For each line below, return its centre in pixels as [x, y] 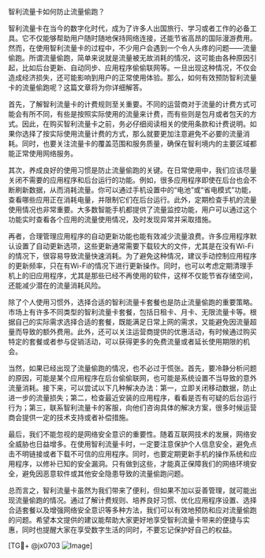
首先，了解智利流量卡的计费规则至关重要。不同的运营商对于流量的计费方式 [129, 104]
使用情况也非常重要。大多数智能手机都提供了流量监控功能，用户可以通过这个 [132, 210]
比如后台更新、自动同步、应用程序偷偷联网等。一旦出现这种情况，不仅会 [139, 68]
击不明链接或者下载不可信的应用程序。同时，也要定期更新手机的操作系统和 [129, 454]
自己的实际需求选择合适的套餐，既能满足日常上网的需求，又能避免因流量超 [136, 322]
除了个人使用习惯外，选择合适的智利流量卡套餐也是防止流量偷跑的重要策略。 [132, 302]
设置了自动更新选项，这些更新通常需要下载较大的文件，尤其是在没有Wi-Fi [134, 246]
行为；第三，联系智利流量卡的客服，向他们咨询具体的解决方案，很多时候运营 [132, 407]
